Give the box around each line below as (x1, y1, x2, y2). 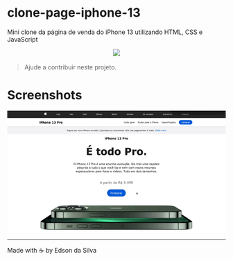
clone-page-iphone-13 (7, 5, 141, 21)
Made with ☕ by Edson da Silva (7, 246, 97, 255)
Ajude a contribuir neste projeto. (24, 62, 116, 71)
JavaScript (7, 35, 38, 43)
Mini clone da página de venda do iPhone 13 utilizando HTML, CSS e (7, 28, 203, 36)
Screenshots (7, 87, 83, 103)
